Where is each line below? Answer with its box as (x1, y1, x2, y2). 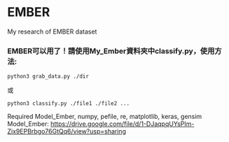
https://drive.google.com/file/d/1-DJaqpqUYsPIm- (50, 120, 195, 128)
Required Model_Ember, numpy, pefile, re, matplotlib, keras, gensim (7, 113, 202, 121)
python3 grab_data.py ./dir (7, 73, 90, 80)
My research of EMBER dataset (7, 27, 97, 36)
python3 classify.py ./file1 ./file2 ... (7, 100, 130, 107)
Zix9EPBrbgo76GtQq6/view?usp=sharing (7, 127, 126, 136)
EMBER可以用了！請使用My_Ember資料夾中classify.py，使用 (7, 46, 215, 56)
